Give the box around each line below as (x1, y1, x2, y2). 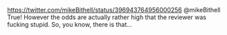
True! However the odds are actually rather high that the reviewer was (7, 13, 206, 21)
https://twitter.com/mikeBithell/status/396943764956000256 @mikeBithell (7, 6, 221, 14)
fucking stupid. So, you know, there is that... (7, 21, 133, 28)
